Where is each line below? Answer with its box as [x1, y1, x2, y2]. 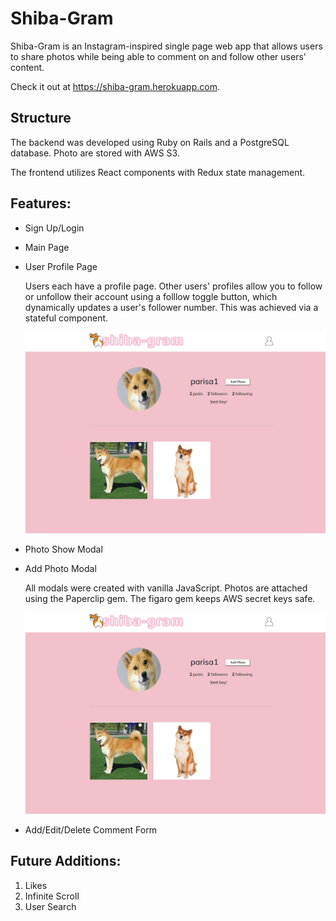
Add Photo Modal [24, 562, 97, 574]
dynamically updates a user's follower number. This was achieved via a [24, 301, 319, 313]
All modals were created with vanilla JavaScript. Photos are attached [24, 582, 308, 594]
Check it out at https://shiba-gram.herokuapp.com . [10, 80, 220, 92]
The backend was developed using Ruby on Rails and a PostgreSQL [10, 136, 290, 148]
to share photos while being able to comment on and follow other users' [10, 50, 307, 62]
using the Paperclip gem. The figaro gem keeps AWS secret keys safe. [24, 592, 316, 604]
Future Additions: [10, 853, 122, 870]
